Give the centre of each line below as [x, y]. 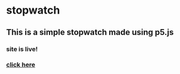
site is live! [22, 49]
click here [21, 65]
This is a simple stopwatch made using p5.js [90, 32]
